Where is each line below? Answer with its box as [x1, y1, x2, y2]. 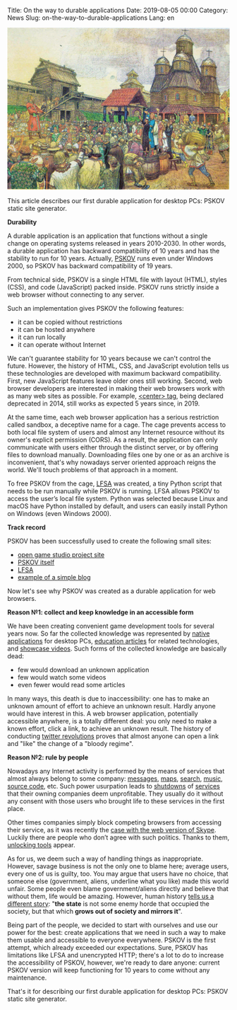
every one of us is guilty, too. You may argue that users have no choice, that [7, 869, 229, 878]
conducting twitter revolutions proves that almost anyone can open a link [7, 732, 219, 740]
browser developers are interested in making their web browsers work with [7, 384, 226, 392]
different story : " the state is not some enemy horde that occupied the [7, 899, 210, 908]
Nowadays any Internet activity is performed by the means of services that [7, 767, 225, 775]
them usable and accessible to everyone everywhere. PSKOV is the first [7, 936, 217, 944]
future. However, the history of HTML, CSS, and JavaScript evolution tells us [7, 361, 229, 370]
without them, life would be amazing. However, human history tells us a [7, 892, 214, 900]
